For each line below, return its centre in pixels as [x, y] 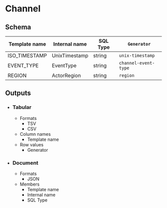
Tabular [22, 107]
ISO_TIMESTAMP [27, 55]
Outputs [18, 93]
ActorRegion [66, 75]
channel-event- [137, 63]
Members [30, 184]
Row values [32, 144]
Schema [18, 27]
